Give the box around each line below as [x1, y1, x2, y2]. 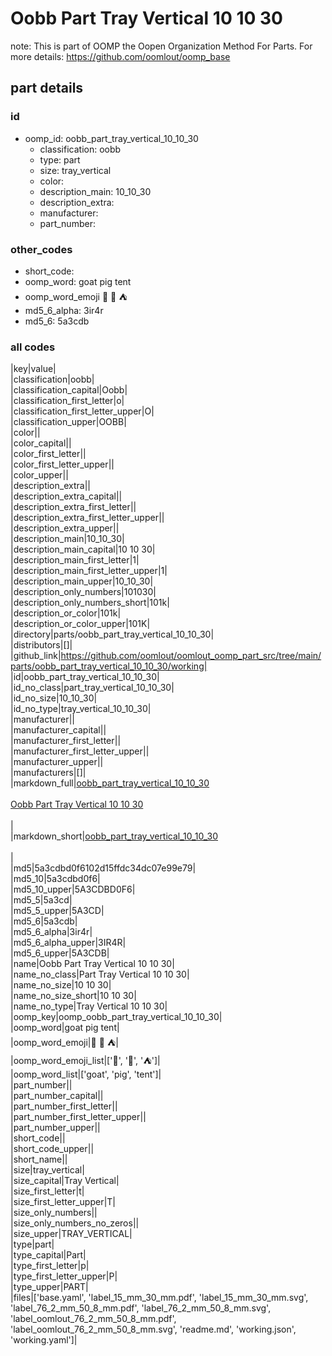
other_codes [10, 242, 73, 256]
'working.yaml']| [10, 1334, 78, 1346]
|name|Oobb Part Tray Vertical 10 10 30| [10, 958, 175, 970]
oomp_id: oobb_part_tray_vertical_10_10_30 [24, 132, 199, 144]
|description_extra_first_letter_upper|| [10, 512, 165, 524]
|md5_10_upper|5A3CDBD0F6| [10, 883, 136, 896]
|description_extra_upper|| [10, 522, 120, 534]
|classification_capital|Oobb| [10, 384, 128, 396]
